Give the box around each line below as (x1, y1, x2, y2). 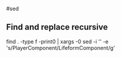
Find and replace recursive (6, 22, 108, 32)
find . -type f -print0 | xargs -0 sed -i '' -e (6, 38, 109, 45)
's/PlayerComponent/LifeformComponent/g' (6, 44, 115, 51)
